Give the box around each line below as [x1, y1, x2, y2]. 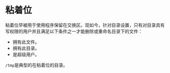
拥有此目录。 [12, 45, 39, 51]
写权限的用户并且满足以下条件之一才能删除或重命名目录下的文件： [5, 28, 143, 34]
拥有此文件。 [12, 38, 39, 45]
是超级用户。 [12, 51, 39, 57]
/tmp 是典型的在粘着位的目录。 [5, 62, 68, 68]
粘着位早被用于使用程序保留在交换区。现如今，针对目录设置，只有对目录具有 [5, 22, 165, 28]
